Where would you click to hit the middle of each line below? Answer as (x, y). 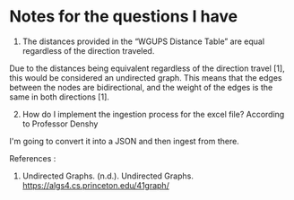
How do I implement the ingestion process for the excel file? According (153, 114)
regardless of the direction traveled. (88, 50)
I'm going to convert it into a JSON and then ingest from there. (124, 141)
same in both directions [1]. (60, 97)
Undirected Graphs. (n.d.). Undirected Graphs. (108, 176)
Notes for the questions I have (124, 17)
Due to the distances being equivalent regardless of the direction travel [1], (147, 68)
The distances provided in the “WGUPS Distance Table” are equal (143, 41)
